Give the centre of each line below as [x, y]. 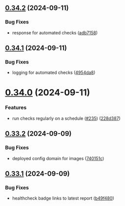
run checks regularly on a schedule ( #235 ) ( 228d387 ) [66, 118]
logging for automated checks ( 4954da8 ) [54, 72]
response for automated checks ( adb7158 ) [55, 33]
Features [16, 108]
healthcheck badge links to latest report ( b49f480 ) [63, 198]
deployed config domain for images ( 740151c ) [58, 158]
